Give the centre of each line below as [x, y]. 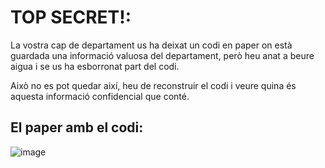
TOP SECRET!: [71, 17]
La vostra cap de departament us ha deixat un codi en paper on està [151, 45]
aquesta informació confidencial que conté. [100, 96]
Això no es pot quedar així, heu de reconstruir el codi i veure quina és [153, 85]
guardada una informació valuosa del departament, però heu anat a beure [162, 55]
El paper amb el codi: [77, 127]
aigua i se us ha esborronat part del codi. [95, 66]
